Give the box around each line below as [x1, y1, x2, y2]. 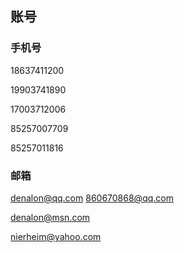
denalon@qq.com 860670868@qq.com [10, 192, 174, 204]
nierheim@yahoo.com [10, 230, 102, 242]
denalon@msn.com [10, 211, 91, 223]
